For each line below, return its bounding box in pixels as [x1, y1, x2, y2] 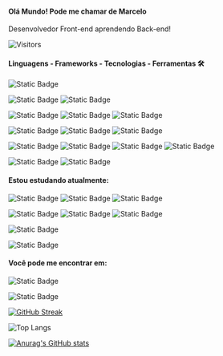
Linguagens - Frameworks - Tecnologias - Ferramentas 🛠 [8, 59, 205, 68]
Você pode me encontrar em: [8, 258, 107, 268]
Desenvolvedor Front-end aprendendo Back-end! [8, 24, 171, 34]
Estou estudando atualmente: [8, 176, 110, 184]
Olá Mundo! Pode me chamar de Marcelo [8, 6, 147, 16]
